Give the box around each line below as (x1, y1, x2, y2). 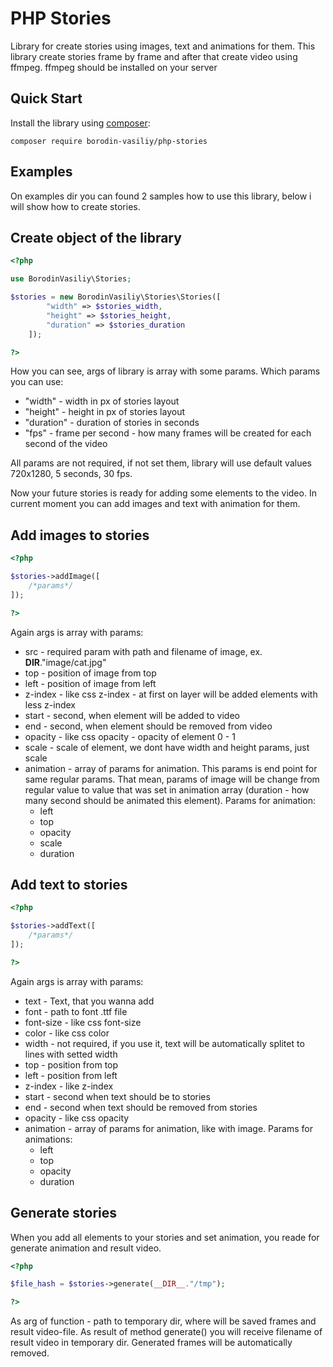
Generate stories (10, 1205, 118, 1222)
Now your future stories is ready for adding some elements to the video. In (10, 487, 317, 499)
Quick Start (10, 90, 83, 107)
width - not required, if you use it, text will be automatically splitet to (24, 1037, 305, 1049)
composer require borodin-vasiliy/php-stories (10, 136, 208, 146)
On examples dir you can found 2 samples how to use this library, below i (10, 190, 312, 202)
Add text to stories (10, 876, 128, 893)
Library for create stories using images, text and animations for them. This (10, 40, 316, 52)
